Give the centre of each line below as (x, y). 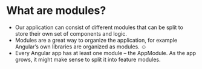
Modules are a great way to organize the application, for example (96, 40)
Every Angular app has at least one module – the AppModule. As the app (106, 53)
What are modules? (56, 11)
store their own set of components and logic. (71, 33)
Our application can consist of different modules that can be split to (99, 27)
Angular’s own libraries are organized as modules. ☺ (81, 47)
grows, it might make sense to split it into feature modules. (88, 59)
